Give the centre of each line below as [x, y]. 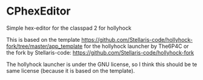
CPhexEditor [38, 11]
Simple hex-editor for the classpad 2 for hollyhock [69, 28]
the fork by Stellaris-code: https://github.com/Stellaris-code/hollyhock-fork [100, 52]
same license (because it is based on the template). [71, 70]
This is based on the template [43, 39]
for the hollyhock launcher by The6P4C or [136, 46]
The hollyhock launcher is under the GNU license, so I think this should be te [102, 64]
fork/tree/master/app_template [45, 46]
